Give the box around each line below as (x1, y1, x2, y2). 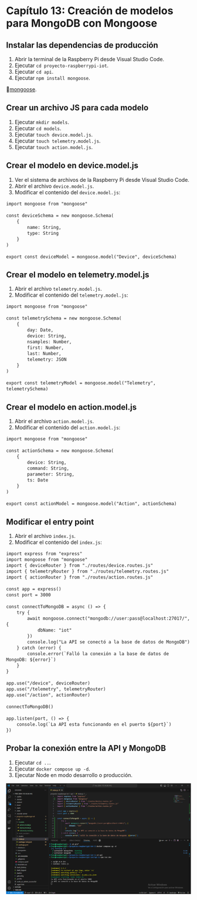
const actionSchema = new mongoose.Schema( (6, 448, 114, 454)
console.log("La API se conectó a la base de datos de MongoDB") (27, 639, 191, 645)
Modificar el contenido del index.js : (14, 539, 103, 546)
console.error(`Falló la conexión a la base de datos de (27, 651, 169, 657)
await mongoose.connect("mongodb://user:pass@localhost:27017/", (27, 616, 191, 622)
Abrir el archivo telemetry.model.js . (14, 285, 102, 293)
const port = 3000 (6, 592, 51, 598)
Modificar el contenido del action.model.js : (14, 424, 121, 431)
